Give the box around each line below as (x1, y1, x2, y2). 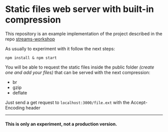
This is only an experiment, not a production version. (5, 121, 117, 127)
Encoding (5, 104, 25, 110)
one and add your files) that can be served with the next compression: (5, 69, 150, 75)
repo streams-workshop (5, 36, 55, 42)
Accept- (130, 99, 147, 105)
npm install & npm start (5, 55, 57, 60)
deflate (12, 89, 27, 95)
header (25, 104, 41, 110)
